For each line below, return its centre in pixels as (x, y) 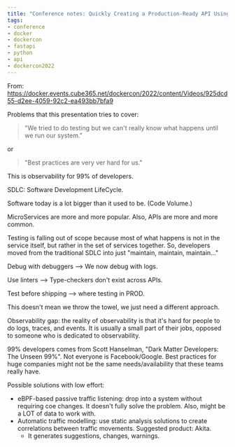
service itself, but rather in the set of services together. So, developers (109, 245)
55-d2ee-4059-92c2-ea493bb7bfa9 (60, 101)
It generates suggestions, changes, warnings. (93, 436)
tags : (15, 20)
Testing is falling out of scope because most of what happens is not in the (114, 238)
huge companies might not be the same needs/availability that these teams (115, 364)
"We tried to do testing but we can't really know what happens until (121, 128)
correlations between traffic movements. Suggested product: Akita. (114, 428)
